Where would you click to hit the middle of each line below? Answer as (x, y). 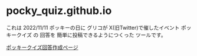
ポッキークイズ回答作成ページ (42, 47)
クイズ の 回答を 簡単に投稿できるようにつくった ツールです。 (91, 35)
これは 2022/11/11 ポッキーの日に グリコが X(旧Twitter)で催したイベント (93, 27)
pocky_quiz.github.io (59, 11)
